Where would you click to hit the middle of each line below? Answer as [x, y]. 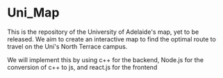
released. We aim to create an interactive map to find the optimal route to [112, 39]
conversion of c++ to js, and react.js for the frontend [82, 67]
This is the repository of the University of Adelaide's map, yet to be [103, 32]
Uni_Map [33, 13]
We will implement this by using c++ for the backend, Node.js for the [105, 59]
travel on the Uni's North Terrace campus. [67, 46]
